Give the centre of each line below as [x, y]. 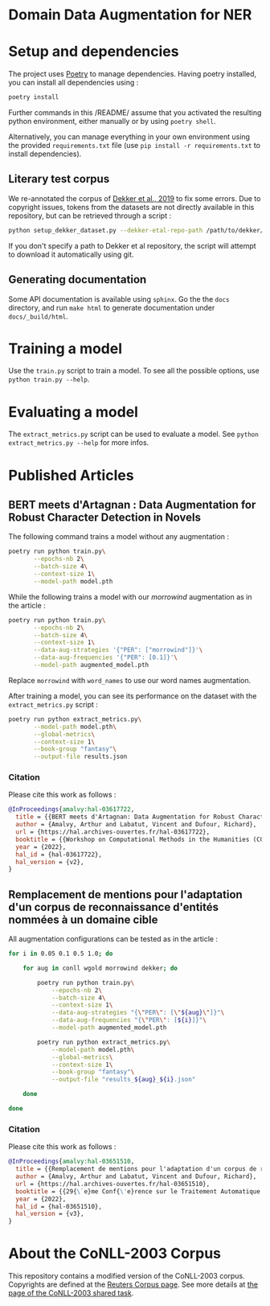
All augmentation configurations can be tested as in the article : [113, 939]
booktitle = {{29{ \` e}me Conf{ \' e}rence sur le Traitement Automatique [138, 1191]
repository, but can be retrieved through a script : [90, 216]
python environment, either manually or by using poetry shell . [112, 121]
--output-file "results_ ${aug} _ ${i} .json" [123, 1080]
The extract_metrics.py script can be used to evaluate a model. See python [133, 434]
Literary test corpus [59, 179]
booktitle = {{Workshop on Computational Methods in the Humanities [133, 839]
